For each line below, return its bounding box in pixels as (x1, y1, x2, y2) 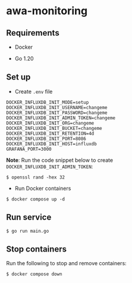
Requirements (6, 28, 59, 38)
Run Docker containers (14, 185, 71, 192)
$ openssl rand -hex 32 (6, 174, 65, 180)
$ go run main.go (6, 228, 49, 234)
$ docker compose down (6, 271, 62, 277)
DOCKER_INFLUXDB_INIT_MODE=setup (6, 99, 89, 105)
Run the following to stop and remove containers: (6, 260, 127, 267)
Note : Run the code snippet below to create (6, 156, 114, 164)
